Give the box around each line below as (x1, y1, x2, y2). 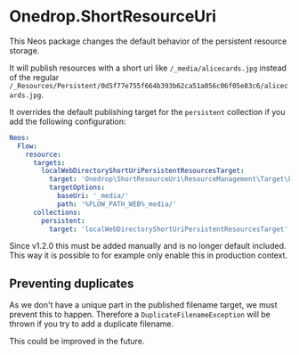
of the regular (9, 71, 60, 82)
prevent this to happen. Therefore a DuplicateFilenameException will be (9, 310, 271, 320)
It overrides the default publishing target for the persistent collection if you (9, 106, 287, 117)
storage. (9, 45, 40, 55)
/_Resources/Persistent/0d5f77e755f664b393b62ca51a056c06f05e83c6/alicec (9, 81, 289, 90)
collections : (32, 208, 82, 217)
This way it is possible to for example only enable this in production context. (9, 250, 287, 260)
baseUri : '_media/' (56, 192, 129, 201)
